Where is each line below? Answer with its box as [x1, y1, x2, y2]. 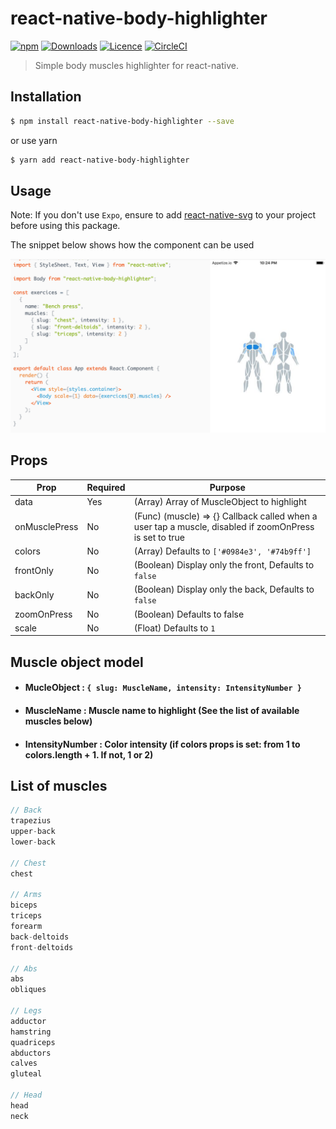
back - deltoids [10, 932, 70, 942]
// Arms [10, 890, 43, 900]
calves [10, 1058, 38, 1069]
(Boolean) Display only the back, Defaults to [133, 583, 315, 596]
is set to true [133, 531, 186, 543]
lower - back [10, 837, 56, 847]
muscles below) [24, 715, 93, 727]
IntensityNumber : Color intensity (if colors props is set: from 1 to [24, 738, 301, 750]
